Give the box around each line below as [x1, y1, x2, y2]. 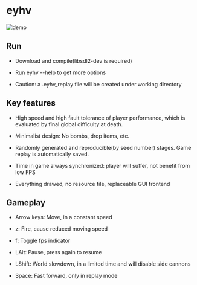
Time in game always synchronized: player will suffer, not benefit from [15, 162, 190, 169]
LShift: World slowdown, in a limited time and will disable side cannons [15, 260, 191, 267]
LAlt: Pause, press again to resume [15, 249, 102, 256]
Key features [6, 98, 56, 109]
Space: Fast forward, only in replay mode [15, 272, 118, 280]
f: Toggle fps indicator [15, 237, 71, 245]
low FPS [15, 168, 36, 176]
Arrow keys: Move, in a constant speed [15, 214, 113, 221]
